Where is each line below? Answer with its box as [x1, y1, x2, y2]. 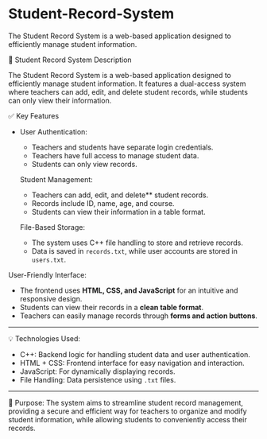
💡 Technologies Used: [8, 333, 81, 343]
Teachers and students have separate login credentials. [31, 142, 214, 152]
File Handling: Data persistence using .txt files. [19, 375, 176, 384]
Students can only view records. [31, 159, 137, 169]
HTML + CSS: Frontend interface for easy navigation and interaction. [19, 358, 245, 367]
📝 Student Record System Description [8, 55, 133, 64]
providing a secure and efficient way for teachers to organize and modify [8, 406, 248, 416]
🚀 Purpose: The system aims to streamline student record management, [8, 398, 244, 407]
